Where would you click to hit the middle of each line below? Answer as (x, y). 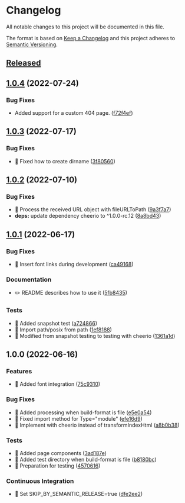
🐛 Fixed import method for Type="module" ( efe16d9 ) (78, 418)
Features (19, 371)
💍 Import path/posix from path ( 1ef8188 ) (63, 330)
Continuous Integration (40, 481)
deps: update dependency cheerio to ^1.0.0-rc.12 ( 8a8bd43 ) (88, 216)
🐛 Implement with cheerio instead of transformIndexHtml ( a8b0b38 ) (97, 425)
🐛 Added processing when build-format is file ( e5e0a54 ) (83, 412)
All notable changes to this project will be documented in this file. (85, 27)
